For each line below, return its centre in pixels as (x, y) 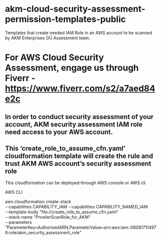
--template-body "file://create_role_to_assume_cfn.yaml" (62, 212)
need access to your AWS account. (59, 132)
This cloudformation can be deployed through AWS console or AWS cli (75, 183)
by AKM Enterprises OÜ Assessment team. (48, 38)
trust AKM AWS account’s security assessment (78, 163)
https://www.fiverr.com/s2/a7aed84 (80, 89)
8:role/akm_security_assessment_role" (43, 233)
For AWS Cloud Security (54, 58)
